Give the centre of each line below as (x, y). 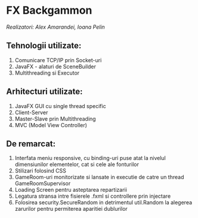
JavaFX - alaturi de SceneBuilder (55, 66)
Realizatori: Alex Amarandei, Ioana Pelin (56, 27)
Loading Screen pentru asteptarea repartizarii (71, 190)
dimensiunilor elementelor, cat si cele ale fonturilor (77, 164)
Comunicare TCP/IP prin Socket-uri (58, 60)
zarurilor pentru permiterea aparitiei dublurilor (71, 209)
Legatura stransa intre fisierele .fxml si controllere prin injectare (93, 196)
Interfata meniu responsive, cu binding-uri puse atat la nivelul (90, 158)
